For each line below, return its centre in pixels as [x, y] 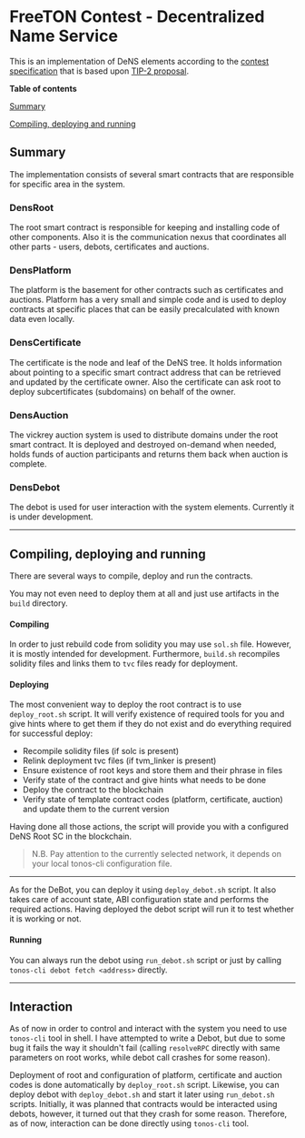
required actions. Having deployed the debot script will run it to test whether [152, 909]
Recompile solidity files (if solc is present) [101, 751]
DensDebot [35, 487]
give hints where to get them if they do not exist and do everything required [151, 724]
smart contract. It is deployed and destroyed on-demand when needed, [143, 444]
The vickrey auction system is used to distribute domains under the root [144, 435]
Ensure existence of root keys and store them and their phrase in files [152, 770]
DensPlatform [40, 270]
